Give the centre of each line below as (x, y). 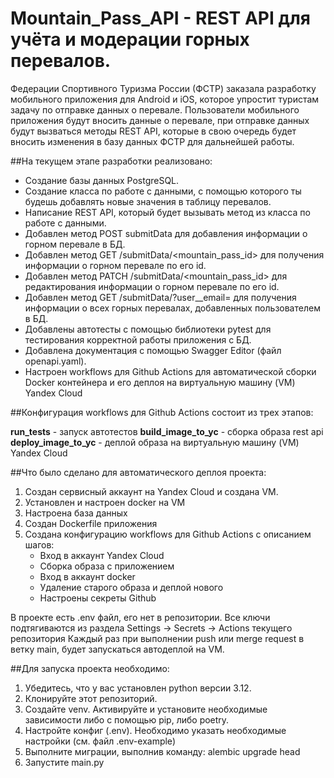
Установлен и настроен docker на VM (105, 502)
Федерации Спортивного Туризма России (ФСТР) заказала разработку (163, 88)
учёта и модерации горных (130, 39)
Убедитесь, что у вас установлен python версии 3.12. (138, 688)
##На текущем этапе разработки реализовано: (111, 161)
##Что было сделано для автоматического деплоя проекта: (138, 472)
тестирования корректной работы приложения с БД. (138, 339)
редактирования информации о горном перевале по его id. (152, 286)
